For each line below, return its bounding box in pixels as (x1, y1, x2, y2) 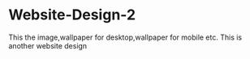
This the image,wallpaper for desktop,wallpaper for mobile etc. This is (8, 32, 243, 42)
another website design (8, 40, 88, 50)
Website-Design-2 (8, 6, 136, 24)
